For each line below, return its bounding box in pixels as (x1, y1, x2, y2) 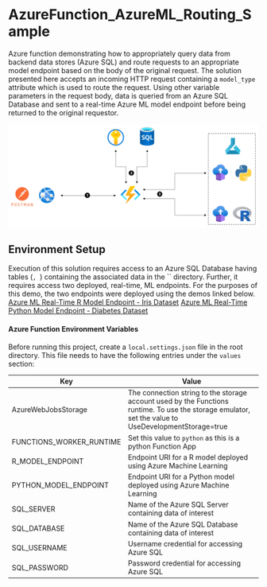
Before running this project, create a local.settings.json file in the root (8, 342, 244, 352)
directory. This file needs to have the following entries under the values (8, 350, 242, 360)
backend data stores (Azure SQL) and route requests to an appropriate (8, 57, 240, 67)
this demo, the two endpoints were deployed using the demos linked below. (8, 289, 256, 299)
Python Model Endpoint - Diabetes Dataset (8, 306, 149, 316)
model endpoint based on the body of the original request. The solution (8, 65, 242, 75)
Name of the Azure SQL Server (127, 500, 229, 510)
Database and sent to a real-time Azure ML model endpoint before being (8, 99, 246, 109)
